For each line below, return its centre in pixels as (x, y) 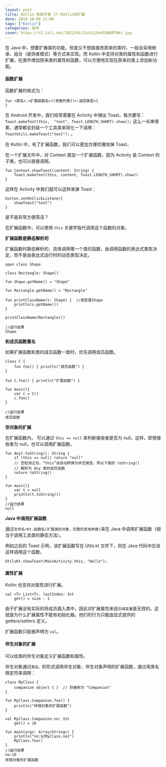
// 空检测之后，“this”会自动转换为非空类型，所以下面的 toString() (77, 463)
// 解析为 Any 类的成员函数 (40, 469)
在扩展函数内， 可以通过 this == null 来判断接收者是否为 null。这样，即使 (81, 438)
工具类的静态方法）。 (43, 535)
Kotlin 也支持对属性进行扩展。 (35, 585)
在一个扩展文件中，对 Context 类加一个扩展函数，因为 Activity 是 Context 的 (83, 155)
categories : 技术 (22, 28)
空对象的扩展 (18, 427)
